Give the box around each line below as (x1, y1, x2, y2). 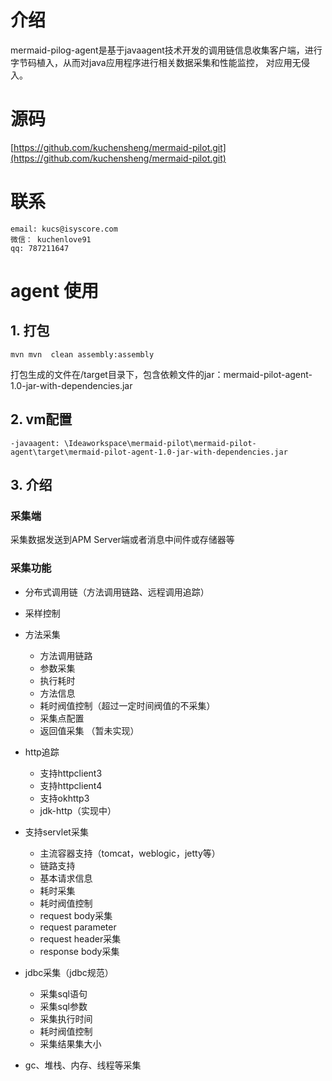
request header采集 (39, 932, 122, 945)
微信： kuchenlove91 (10, 234, 92, 245)
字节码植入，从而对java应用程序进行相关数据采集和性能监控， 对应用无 (10, 56, 302, 68)
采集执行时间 (39, 1012, 93, 1025)
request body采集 (39, 909, 113, 921)
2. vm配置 (10, 411, 73, 428)
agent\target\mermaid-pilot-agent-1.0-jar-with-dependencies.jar (10, 447, 288, 457)
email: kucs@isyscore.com (10, 224, 118, 234)
